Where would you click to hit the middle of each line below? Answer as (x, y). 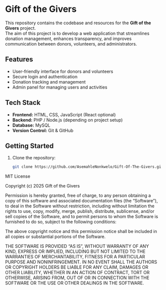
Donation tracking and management (49, 82)
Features (19, 60)
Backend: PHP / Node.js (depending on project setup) (67, 120)
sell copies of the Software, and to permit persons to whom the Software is (82, 217)
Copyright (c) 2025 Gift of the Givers (43, 186)
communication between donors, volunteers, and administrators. (71, 44)
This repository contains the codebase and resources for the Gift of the (78, 23)
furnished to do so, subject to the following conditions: (61, 222)
